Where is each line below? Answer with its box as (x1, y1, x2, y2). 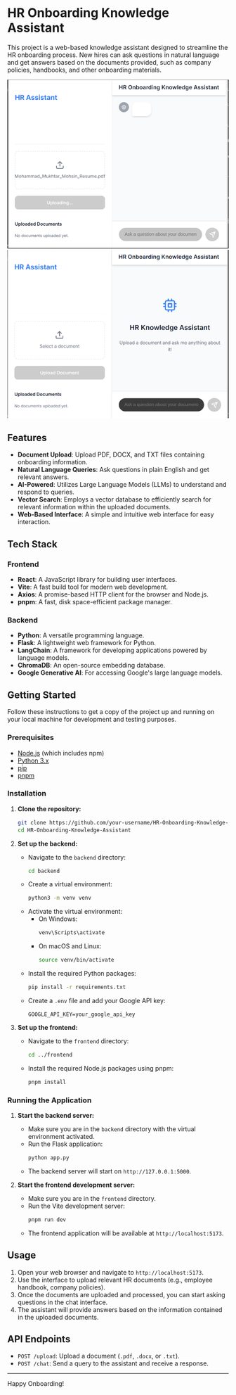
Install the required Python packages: (27, 969, 137, 978)
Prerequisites (7, 733, 54, 743)
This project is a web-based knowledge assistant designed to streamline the (7, 43, 228, 51)
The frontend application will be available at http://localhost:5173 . (27, 1229, 224, 1237)
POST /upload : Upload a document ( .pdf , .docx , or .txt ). (17, 1352, 181, 1361)
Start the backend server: (17, 1111, 95, 1119)
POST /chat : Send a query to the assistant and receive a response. (17, 1359, 209, 1368)
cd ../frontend (27, 1051, 72, 1058)
